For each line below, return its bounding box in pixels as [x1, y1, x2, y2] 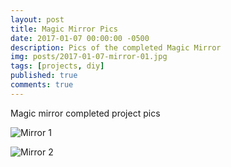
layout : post [10, 14, 65, 25]
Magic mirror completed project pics [10, 107, 161, 119]
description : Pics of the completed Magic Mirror [10, 42, 222, 53]
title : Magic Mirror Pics [10, 24, 118, 34]
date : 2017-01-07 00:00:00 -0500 [10, 33, 150, 43]
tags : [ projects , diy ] [10, 61, 105, 71]
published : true [10, 71, 78, 81]
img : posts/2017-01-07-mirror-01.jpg [10, 52, 168, 62]
